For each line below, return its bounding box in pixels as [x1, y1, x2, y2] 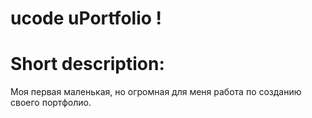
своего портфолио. [10, 97, 92, 109]
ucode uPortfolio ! [10, 7, 163, 30]
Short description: [10, 53, 165, 76]
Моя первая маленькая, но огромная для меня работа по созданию [10, 86, 302, 98]
